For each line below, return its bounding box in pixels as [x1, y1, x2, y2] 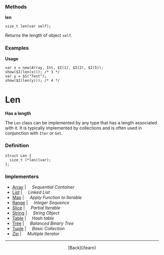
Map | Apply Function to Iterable [12, 195, 82, 200]
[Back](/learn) [68, 245, 96, 251]
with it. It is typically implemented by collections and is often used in [5, 125, 143, 131]
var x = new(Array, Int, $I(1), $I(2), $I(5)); [5, 65, 104, 70]
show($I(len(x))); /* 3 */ [5, 69, 60, 74]
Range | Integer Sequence [12, 200, 70, 206]
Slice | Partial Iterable [12, 205, 61, 211]
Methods [5, 3, 27, 10]
